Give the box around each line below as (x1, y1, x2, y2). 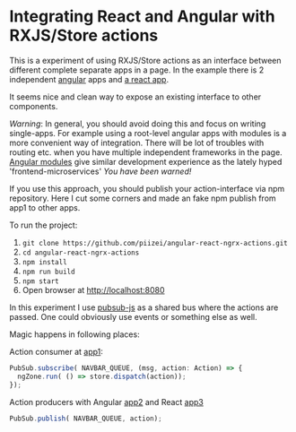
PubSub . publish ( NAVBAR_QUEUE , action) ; (9, 414, 163, 423)
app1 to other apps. (9, 202, 81, 212)
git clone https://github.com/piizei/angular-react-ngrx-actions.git (22, 238, 289, 247)
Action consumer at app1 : (9, 346, 103, 357)
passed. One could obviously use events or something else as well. (9, 311, 257, 322)
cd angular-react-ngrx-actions (22, 248, 140, 257)
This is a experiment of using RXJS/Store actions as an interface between (9, 55, 282, 65)
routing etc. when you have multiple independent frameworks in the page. (9, 146, 283, 158)
